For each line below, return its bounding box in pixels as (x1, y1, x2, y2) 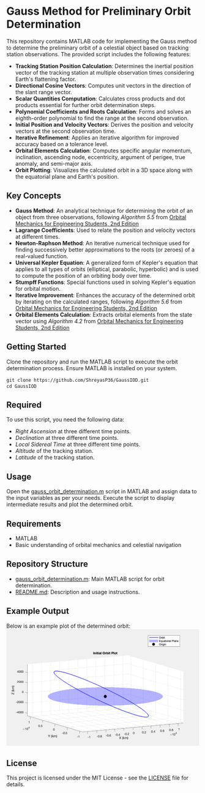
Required (6, 400, 42, 410)
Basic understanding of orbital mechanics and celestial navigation (15, 542, 182, 548)
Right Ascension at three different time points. (15, 428, 132, 435)
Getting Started (6, 341, 67, 352)
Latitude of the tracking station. (15, 454, 95, 461)
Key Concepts (6, 191, 61, 201)
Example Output (6, 606, 69, 616)
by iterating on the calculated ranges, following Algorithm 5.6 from (15, 298, 182, 305)
